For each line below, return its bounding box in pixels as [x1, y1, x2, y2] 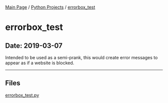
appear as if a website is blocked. [5, 60, 74, 66]
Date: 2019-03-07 [5, 41, 62, 50]
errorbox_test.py [5, 92, 39, 98]
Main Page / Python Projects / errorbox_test [5, 4, 95, 10]
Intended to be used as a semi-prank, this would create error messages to [5, 55, 158, 60]
